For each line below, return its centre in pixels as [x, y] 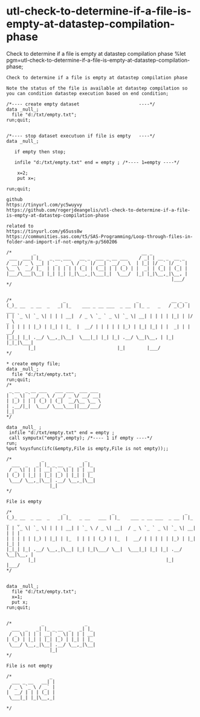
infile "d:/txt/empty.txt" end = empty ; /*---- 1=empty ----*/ [97, 162]
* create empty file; [34, 364]
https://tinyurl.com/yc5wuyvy [44, 205]
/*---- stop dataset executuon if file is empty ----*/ [81, 136]
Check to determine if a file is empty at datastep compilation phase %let [96, 53]
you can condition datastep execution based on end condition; [88, 93]
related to [20, 226]
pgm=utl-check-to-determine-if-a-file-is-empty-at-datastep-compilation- [98, 60]
